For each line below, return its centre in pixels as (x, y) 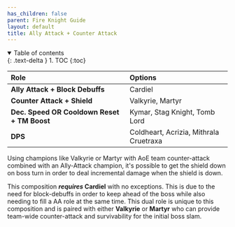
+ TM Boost (30, 121)
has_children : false (37, 14)
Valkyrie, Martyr (155, 101)
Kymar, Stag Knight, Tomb (172, 112)
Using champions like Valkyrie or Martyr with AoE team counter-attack (108, 159)
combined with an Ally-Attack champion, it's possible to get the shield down (116, 166)
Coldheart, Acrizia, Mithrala (174, 132)
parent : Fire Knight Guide (47, 20)
